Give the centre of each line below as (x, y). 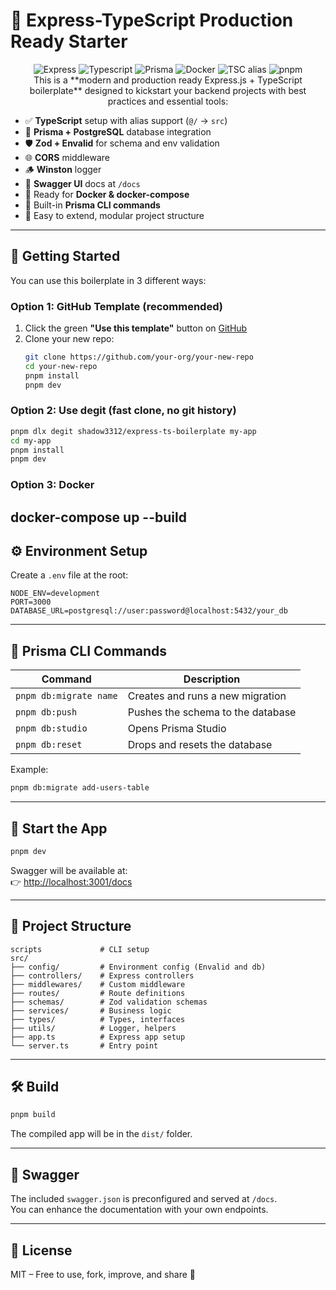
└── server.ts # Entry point (84, 1045)
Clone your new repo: (69, 339)
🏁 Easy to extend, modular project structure (114, 215)
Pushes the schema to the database (212, 712)
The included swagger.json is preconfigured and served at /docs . (144, 1199)
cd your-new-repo (61, 366)
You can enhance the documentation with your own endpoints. (139, 1210)
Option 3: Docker (52, 485)
